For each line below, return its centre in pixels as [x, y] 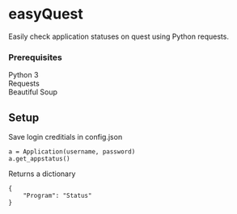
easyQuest [46, 14]
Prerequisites [35, 57]
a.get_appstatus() [39, 159]
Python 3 [23, 75]
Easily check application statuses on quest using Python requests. [118, 36]
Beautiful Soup [33, 92]
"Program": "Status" [57, 196]
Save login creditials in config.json [66, 137]
